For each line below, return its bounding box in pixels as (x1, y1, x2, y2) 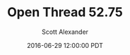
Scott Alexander (41, 28, 89, 36)
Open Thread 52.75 (7, 4, 123, 20)
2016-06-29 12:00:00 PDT (26, 41, 104, 49)
